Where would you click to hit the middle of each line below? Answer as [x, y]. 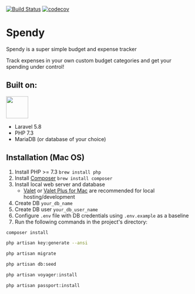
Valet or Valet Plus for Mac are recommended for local [89, 191]
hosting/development [49, 196]
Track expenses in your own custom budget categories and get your [89, 60]
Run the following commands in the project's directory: [81, 222]
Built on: [22, 85]
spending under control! [35, 66]
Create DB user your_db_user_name [56, 209]
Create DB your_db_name [43, 203]
